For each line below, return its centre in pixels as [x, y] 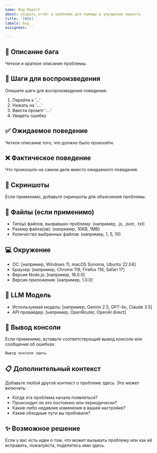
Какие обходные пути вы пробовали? [51, 413]
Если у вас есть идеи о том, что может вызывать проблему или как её [79, 440]
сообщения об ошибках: [30, 344]
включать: [16, 388]
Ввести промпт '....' [32, 110]
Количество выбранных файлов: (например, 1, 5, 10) [66, 234]
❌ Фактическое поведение [48, 158]
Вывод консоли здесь [26, 353]
